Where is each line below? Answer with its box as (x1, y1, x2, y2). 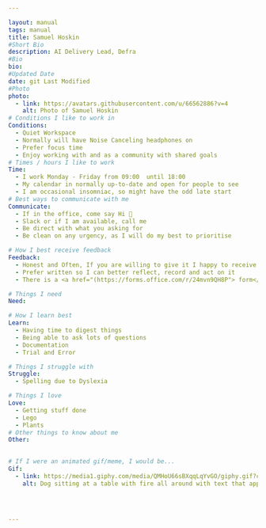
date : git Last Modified (8, 77, 90, 85)
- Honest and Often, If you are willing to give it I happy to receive (15, 260, 257, 269)
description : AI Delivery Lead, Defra (8, 48, 136, 56)
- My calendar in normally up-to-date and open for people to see (15, 180, 239, 188)
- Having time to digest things (15, 326, 123, 334)
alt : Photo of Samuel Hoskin (22, 107, 119, 115)
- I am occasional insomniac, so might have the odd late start (15, 188, 232, 196)
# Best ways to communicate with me (8, 195, 129, 203)
